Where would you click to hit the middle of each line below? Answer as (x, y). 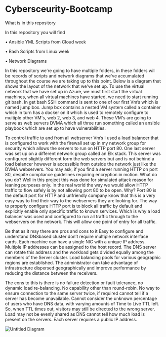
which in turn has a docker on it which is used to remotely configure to (77, 112)
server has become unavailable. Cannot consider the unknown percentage (81, 298)
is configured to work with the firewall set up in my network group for (76, 143)
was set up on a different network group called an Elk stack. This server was (83, 153)
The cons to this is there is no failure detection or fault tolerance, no (74, 283)
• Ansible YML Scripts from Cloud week (46, 42)
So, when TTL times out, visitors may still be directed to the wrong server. (80, 309)
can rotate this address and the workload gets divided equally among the (80, 252)
